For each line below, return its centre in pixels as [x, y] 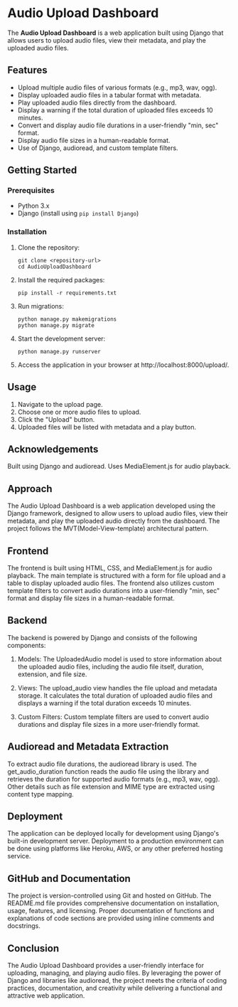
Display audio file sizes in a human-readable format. [94, 140]
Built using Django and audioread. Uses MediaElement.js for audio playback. [119, 467]
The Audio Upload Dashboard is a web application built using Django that [115, 33]
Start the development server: [61, 339]
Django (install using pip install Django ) [78, 213]
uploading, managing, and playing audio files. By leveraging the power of [114, 973]
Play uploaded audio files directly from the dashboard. [97, 102]
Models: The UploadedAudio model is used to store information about [120, 659]
